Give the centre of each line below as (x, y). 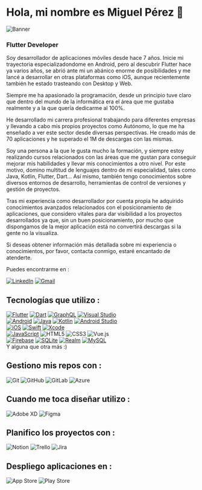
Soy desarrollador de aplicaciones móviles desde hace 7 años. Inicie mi (95, 58)
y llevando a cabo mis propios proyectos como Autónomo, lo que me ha (96, 126)
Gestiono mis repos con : (54, 366)
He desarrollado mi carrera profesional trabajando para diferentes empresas (101, 120)
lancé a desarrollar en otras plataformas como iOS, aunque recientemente (98, 77)
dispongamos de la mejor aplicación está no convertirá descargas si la (94, 227)
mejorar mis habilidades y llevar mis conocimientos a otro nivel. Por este (96, 164)
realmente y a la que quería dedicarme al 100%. (66, 108)
